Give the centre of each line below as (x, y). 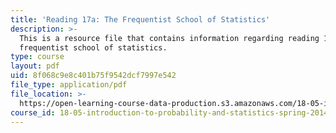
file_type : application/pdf (69, 85)
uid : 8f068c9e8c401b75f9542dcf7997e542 (93, 76)
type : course (37, 57)
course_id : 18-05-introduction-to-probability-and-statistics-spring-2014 (169, 112)
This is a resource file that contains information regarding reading (169, 38)
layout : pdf (35, 66)
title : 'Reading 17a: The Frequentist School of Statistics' (140, 19)
